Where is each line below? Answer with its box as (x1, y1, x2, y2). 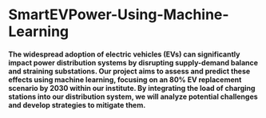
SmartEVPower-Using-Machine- (8, 6, 229, 24)
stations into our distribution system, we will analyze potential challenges (8, 92, 258, 101)
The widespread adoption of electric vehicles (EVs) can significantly (8, 49, 240, 59)
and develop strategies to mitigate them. (8, 100, 146, 109)
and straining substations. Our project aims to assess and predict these (8, 66, 251, 76)
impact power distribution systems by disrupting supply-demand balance (8, 57, 258, 67)
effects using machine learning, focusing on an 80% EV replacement (8, 74, 242, 85)
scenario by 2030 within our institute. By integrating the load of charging (8, 83, 256, 92)
